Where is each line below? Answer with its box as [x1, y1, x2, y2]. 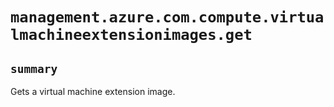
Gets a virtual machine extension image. [10, 86, 176, 97]
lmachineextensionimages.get [10, 26, 253, 45]
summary [10, 61, 58, 76]
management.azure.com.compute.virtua [10, 8, 325, 27]
